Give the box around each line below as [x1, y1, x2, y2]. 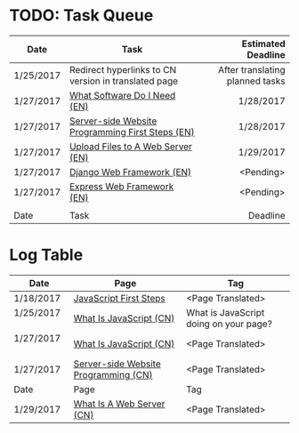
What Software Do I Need [69, 89, 176, 101]
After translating [217, 63, 286, 76]
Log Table [9, 245, 84, 265]
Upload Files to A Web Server [69, 140, 193, 152]
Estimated [241, 37, 286, 50]
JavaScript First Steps [73, 292, 166, 304]
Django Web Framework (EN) [69, 165, 192, 178]
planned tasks [226, 75, 286, 87]
